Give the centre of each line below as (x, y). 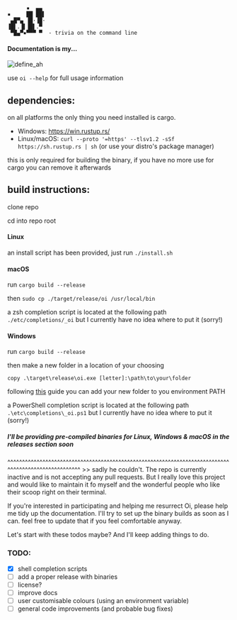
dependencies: (41, 100)
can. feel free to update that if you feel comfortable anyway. (95, 521)
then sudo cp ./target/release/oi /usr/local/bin (81, 299)
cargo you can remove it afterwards (59, 167)
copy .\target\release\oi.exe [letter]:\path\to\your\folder (99, 378)
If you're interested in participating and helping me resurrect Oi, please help (118, 506)
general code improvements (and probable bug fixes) (95, 609)
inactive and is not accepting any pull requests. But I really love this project (116, 477)
